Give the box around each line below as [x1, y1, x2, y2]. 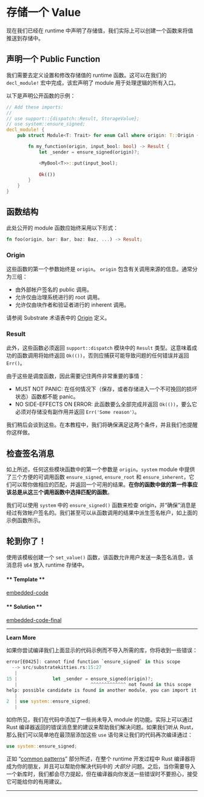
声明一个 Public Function [6, 54, 101, 65]
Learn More [6, 634, 36, 642]
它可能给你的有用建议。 [6, 778, 65, 785]
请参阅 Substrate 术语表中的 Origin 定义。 [6, 314, 110, 321]
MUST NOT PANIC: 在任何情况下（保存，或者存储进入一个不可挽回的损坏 [15, 385, 197, 393]
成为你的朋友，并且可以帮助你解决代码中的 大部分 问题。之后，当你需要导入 [6, 763, 195, 770]
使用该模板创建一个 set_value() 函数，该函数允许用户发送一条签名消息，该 [6, 553, 194, 561]
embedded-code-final [6, 617, 62, 624]
